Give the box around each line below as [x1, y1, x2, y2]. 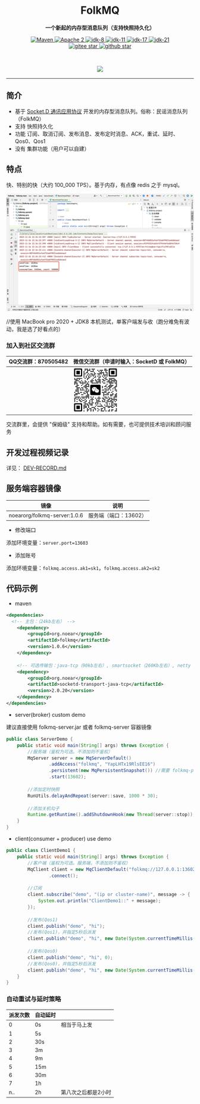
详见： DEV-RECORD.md [6, 464, 67, 471]
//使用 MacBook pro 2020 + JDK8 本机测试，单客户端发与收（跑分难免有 [6, 318, 185, 325]
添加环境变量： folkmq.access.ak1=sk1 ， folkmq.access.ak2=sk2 [6, 564, 160, 571]
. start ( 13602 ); [48, 774, 86, 780]
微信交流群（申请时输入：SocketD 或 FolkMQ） [73, 358, 190, 365]
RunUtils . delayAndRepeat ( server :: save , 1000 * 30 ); [27, 793, 159, 799]
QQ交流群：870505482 [8, 358, 68, 365]
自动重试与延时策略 [6, 995, 61, 1004]
